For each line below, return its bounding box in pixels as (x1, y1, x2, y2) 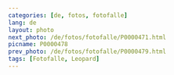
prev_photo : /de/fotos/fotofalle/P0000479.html (8, 48, 167, 55)
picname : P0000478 (8, 41, 68, 48)
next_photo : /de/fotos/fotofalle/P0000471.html (8, 33, 167, 41)
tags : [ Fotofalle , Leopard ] (8, 55, 100, 63)
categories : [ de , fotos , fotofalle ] (8, 11, 128, 20)
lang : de (8, 19, 37, 27)
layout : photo (8, 26, 55, 34)
